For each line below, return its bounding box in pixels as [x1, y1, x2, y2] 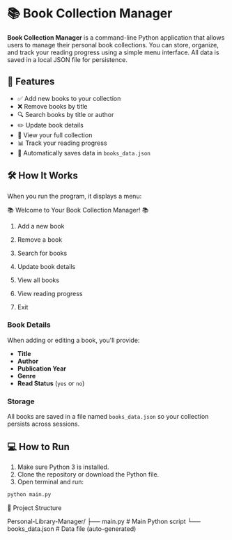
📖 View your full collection [17, 130, 93, 139]
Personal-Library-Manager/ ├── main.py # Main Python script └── [7, 517, 201, 525]
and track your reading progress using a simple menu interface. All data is [7, 48, 219, 56]
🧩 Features [7, 76, 55, 88]
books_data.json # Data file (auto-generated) [7, 524, 137, 533]
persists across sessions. [7, 419, 80, 429]
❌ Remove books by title [17, 102, 88, 110]
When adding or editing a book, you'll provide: [7, 336, 140, 344]
